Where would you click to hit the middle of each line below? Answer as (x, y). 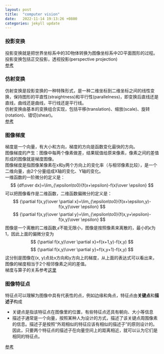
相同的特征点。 (27, 336)
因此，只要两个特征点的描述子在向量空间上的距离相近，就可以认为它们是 (85, 330)
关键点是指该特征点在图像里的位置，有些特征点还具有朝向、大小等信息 (83, 312)
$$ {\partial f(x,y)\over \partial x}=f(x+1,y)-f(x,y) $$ (82, 242)
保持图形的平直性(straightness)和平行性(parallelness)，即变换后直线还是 (86, 96)
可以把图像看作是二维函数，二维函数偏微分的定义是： (59, 193)
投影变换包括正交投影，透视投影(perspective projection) (61, 59)
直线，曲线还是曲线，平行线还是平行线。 (46, 103)
